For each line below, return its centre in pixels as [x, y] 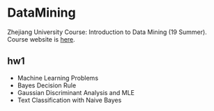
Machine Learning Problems [58, 78]
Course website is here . [41, 39]
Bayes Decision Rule [47, 85]
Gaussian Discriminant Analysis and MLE [76, 92]
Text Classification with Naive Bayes [69, 100]
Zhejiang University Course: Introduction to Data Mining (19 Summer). [107, 32]
